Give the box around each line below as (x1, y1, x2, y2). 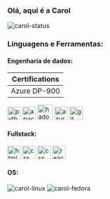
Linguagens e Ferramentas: (7, 39, 104, 49)
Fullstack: (7, 129, 37, 139)
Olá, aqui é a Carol (7, 6, 71, 15)
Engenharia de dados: (7, 56, 73, 65)
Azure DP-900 (11, 86, 61, 96)
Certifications (11, 75, 60, 84)
